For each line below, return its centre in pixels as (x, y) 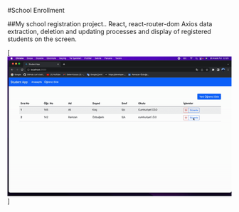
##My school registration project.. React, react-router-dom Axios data (110, 24)
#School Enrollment (36, 10)
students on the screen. (42, 39)
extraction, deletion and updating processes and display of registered (109, 32)
